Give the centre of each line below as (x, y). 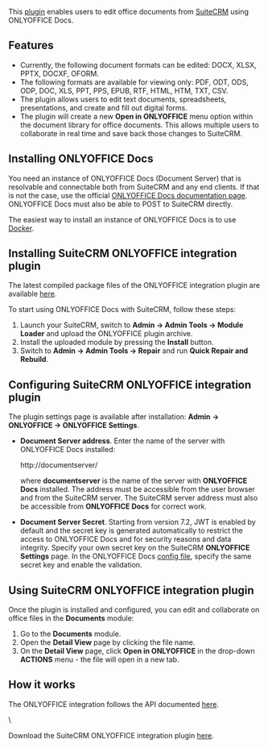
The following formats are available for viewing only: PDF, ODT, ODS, (134, 82)
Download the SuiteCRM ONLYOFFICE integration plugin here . (111, 735)
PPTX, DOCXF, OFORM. (59, 73)
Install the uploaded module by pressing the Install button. (117, 343)
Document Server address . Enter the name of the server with (122, 441)
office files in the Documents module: (71, 618)
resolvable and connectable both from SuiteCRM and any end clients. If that (134, 187)
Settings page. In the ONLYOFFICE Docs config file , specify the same (136, 556)
